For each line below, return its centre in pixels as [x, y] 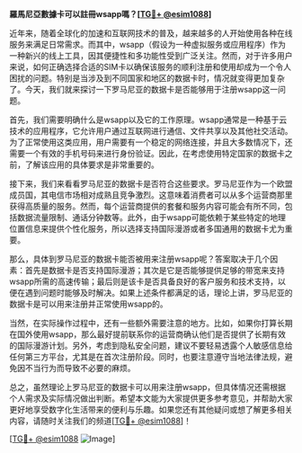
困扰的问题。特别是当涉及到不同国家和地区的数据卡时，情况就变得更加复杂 [147, 78]
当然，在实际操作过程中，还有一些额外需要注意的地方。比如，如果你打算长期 [151, 323]
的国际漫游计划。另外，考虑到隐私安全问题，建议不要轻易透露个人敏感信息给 [151, 346]
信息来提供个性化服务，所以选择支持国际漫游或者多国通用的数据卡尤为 [155, 229]
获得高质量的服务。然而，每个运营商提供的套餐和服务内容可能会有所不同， [147, 206]
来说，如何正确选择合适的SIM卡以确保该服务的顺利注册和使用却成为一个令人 [151, 67]
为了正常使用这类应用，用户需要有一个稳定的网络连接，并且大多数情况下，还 [151, 142]
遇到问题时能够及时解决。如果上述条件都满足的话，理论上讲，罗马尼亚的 [159, 293]
